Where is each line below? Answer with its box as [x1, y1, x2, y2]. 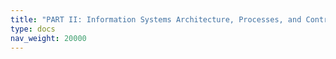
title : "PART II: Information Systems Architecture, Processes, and [10, 14, 302, 25]
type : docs [10, 24, 56, 34]
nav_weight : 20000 [10, 33, 87, 43]
